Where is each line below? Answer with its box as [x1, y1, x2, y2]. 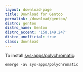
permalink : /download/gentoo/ [5, 16, 68, 21]
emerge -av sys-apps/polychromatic [5, 62, 79, 67]
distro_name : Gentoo [5, 25, 48, 30]
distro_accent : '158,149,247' [5, 30, 68, 35]
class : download [5, 39, 39, 44]
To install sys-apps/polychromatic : [5, 52, 76, 58]
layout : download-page [5, 7, 52, 12]
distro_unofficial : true [5, 35, 56, 40]
